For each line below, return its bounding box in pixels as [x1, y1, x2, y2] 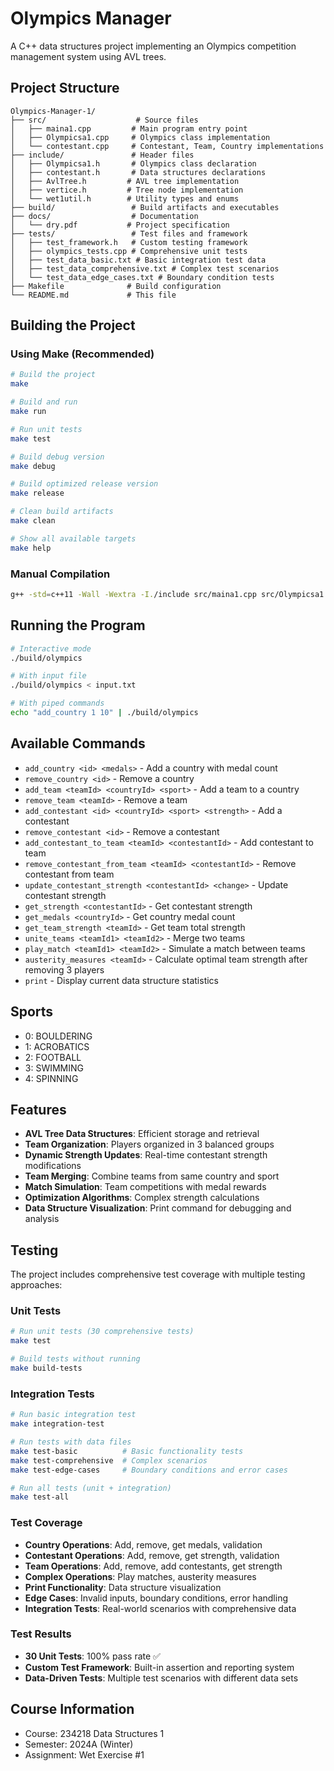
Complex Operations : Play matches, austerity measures [24, 1570, 257, 1582]
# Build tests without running [10, 1354, 141, 1364]
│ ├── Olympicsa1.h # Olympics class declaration [10, 158, 257, 169]
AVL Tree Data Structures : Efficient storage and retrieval [24, 1128, 260, 1140]
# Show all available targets [10, 533, 137, 544]
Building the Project [10, 317, 136, 334]
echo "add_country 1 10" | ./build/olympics [10, 708, 199, 718]
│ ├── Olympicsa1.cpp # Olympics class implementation [10, 132, 271, 142]
